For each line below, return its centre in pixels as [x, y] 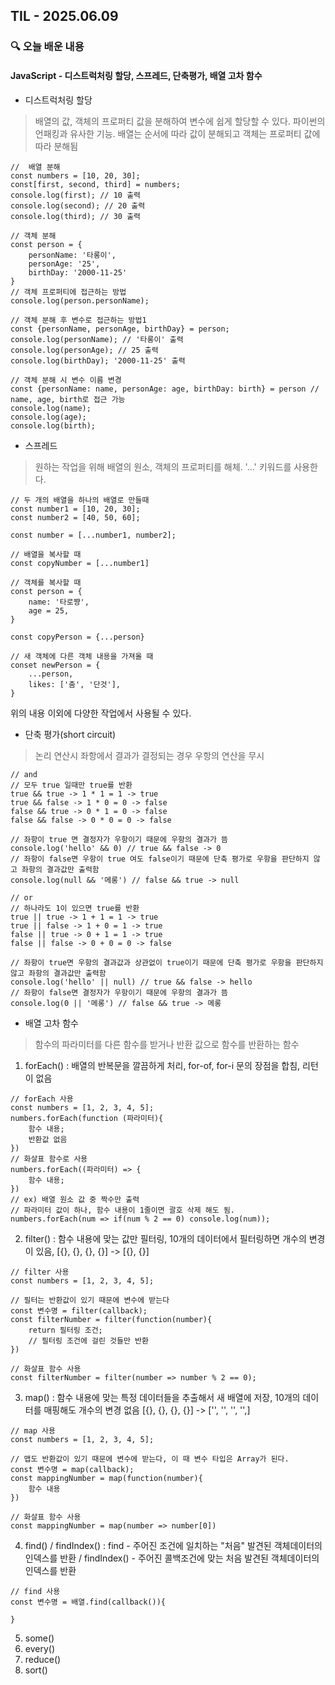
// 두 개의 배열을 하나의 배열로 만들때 [80, 500]
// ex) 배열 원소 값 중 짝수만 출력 [75, 1199]
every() [40, 1648]
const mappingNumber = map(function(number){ [106, 1478]
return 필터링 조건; [65, 1330]
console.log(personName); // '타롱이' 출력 [97, 339]
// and [24, 774]
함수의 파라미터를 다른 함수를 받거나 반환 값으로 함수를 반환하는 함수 [167, 1044]
